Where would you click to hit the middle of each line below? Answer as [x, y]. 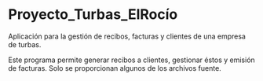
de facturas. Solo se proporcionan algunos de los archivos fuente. [115, 68]
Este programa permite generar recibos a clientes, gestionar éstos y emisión [131, 60]
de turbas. [25, 44]
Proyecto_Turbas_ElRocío [93, 15]
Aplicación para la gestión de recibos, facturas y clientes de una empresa [127, 36]
